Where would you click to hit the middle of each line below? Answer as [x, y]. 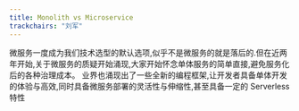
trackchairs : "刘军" [46, 26]
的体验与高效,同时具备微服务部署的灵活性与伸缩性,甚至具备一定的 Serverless [149, 86]
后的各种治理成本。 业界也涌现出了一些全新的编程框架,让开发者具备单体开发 [148, 75]
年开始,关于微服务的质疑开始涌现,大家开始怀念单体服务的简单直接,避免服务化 [149, 64]
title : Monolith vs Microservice [71, 17]
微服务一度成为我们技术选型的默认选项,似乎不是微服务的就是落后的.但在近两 [149, 52]
